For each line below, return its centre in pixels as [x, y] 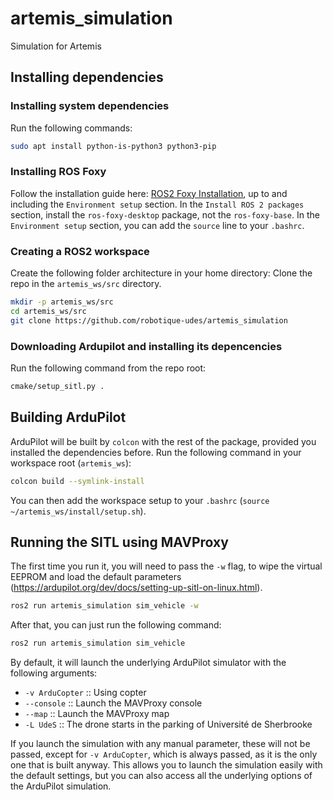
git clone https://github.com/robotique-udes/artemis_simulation [149, 320]
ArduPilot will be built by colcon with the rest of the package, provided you [163, 441]
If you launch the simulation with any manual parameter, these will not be [160, 744]
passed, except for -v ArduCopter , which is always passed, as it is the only [164, 754]
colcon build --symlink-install [77, 481]
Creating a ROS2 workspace [80, 251]
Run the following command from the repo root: [108, 368]
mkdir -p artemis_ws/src [62, 302]
